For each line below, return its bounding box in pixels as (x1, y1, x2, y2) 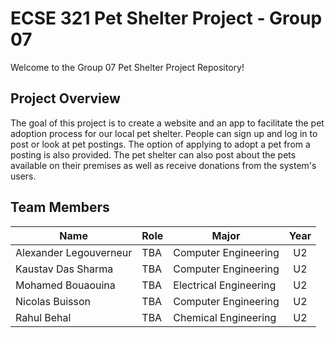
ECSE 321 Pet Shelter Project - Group (10, 7, 323, 30)
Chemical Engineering (173, 310, 277, 324)
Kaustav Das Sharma (15, 262, 114, 276)
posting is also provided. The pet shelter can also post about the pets (10, 148, 297, 161)
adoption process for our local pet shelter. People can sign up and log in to (10, 127, 318, 139)
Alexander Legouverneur (15, 245, 133, 259)
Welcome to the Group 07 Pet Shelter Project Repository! (10, 61, 245, 73)
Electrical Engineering (173, 278, 277, 292)
